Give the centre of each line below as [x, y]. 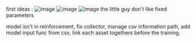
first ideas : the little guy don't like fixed [87, 9]
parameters [20, 15]
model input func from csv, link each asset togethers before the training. [93, 33]
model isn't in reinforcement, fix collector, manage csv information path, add [98, 27]
